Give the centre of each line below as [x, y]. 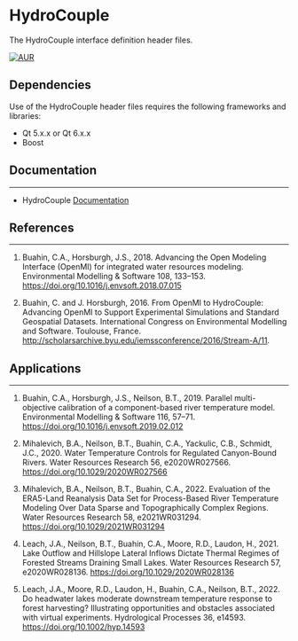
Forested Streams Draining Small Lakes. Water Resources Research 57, [152, 563]
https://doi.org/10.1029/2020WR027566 [94, 472]
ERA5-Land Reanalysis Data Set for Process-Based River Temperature [150, 498]
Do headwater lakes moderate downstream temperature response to [147, 598]
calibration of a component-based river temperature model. [166, 408]
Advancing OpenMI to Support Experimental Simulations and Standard [150, 312]
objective [39, 408]
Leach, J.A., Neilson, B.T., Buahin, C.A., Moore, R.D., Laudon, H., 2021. [150, 544]
